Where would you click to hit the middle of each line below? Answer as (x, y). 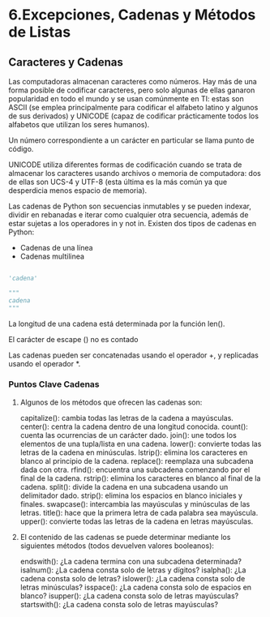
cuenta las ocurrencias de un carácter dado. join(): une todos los (128, 435)
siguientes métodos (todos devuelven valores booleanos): (117, 546)
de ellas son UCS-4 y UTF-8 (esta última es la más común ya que (118, 182)
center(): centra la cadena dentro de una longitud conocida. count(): (134, 426)
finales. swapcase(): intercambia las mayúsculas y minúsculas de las (135, 503)
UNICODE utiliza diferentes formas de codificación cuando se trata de (125, 165)
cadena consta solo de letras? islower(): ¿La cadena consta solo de (133, 578)
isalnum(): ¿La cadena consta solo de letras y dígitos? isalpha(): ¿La (133, 570)
